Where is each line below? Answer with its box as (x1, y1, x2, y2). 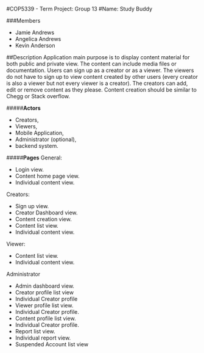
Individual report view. (15, 334, 71, 341)
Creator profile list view (15, 289, 74, 296)
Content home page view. (15, 172, 80, 180)
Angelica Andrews (15, 35, 62, 42)
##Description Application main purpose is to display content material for (6, 54, 190, 60)
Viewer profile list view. (15, 302, 74, 309)
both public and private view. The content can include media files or (6, 60, 177, 67)
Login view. (15, 166, 44, 173)
